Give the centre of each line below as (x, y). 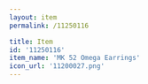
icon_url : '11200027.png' (57, 66)
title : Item (31, 42)
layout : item (33, 17)
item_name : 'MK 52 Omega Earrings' (75, 58)
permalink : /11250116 (49, 26)
